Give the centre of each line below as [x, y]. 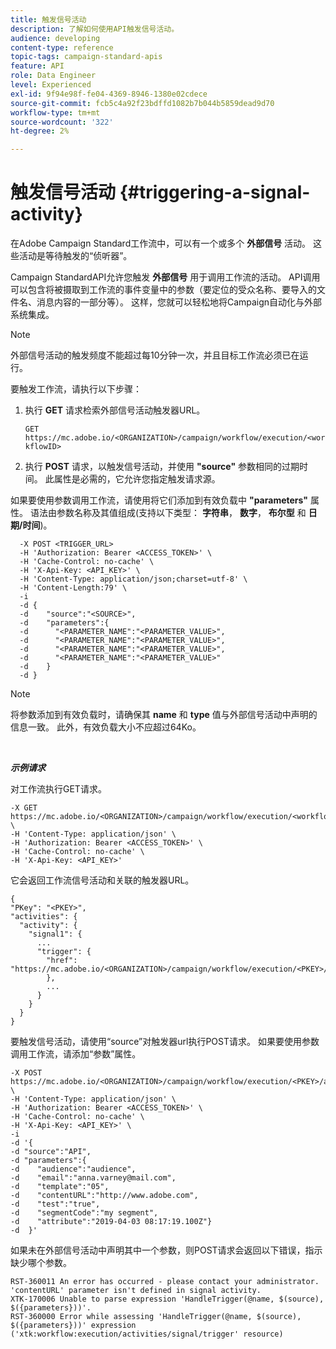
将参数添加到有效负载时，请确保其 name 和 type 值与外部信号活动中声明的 [164, 715]
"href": [62, 961]
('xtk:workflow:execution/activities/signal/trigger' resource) [147, 1334]
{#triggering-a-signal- [215, 192]
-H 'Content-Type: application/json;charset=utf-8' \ [133, 579]
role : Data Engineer [53, 76]
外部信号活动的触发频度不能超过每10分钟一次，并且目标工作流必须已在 [155, 355]
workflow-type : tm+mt [55, 112]
